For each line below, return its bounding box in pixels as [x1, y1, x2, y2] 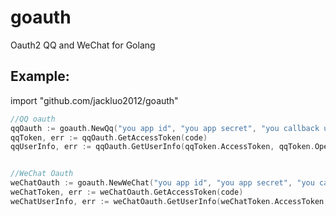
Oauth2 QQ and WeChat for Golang [10, 39, 156, 51]
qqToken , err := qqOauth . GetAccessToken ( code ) [10, 132, 208, 143]
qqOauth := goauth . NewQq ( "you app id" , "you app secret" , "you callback [10, 123, 320, 133]
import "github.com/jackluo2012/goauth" [10, 94, 179, 106]
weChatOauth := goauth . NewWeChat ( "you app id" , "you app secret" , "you [10, 178, 315, 188]
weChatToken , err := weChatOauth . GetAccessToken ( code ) [10, 187, 244, 197]
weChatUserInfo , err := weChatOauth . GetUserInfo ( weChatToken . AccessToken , [10, 196, 329, 206]
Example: [10, 68, 70, 85]
